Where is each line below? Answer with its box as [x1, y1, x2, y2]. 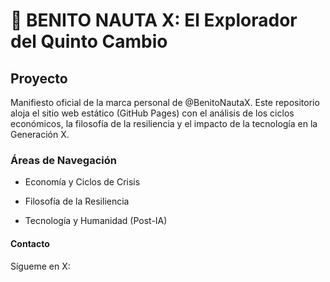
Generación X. [10, 129, 70, 140]
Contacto [10, 237, 50, 249]
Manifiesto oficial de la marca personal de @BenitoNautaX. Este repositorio [10, 97, 320, 108]
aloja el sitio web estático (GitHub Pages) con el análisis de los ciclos [10, 107, 295, 119]
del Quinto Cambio [10, 30, 168, 53]
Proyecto [10, 70, 68, 87]
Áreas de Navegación [10, 153, 117, 167]
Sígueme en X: [10, 260, 71, 272]
